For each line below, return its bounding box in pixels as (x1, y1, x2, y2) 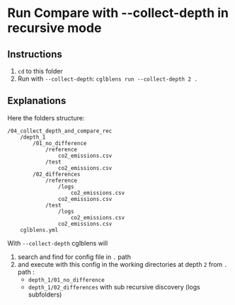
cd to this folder (17, 67, 63, 75)
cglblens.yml (20, 226, 59, 234)
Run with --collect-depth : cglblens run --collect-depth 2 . (17, 74, 198, 83)
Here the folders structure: (7, 113, 85, 122)
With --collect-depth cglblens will (7, 238, 108, 247)
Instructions (7, 48, 62, 60)
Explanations (7, 95, 67, 107)
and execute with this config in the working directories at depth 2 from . (17, 260, 228, 268)
